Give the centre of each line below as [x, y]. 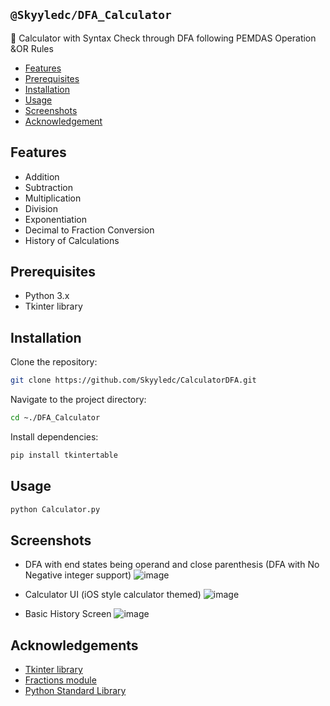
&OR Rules [32, 48]
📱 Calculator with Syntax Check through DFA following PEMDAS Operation [163, 38]
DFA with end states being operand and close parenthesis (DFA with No [172, 565]
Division [41, 208]
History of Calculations [72, 240]
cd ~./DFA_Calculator [55, 418]
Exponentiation [55, 219]
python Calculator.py [55, 509]
